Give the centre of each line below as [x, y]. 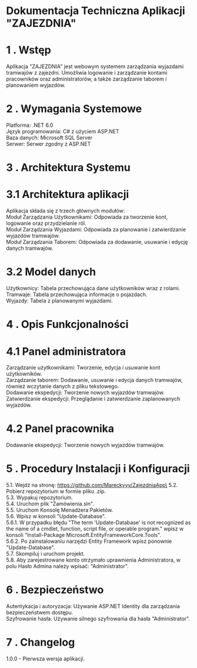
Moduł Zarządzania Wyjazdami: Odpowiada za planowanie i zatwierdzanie [96, 230]
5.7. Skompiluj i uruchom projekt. [46, 554]
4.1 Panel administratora [66, 351]
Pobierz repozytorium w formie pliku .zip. [56, 491]
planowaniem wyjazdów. [36, 85]
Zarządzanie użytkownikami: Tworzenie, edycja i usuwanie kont [83, 368]
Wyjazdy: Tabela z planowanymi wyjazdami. [59, 301]
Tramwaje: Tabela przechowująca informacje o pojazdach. [77, 294]
